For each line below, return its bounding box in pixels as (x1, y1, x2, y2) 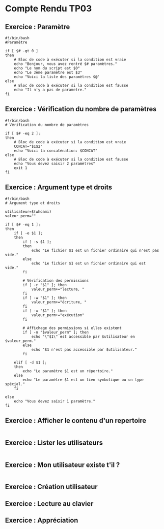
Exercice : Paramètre (5, 23, 70, 31)
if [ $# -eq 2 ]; (5, 131, 41, 136)
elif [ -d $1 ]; (14, 360, 48, 365)
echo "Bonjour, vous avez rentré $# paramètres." (14, 62, 118, 66)
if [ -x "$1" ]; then (23, 308, 67, 313)
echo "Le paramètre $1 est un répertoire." (23, 368, 113, 373)
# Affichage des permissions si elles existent (23, 326, 122, 331)
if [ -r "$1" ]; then (23, 282, 67, 287)
